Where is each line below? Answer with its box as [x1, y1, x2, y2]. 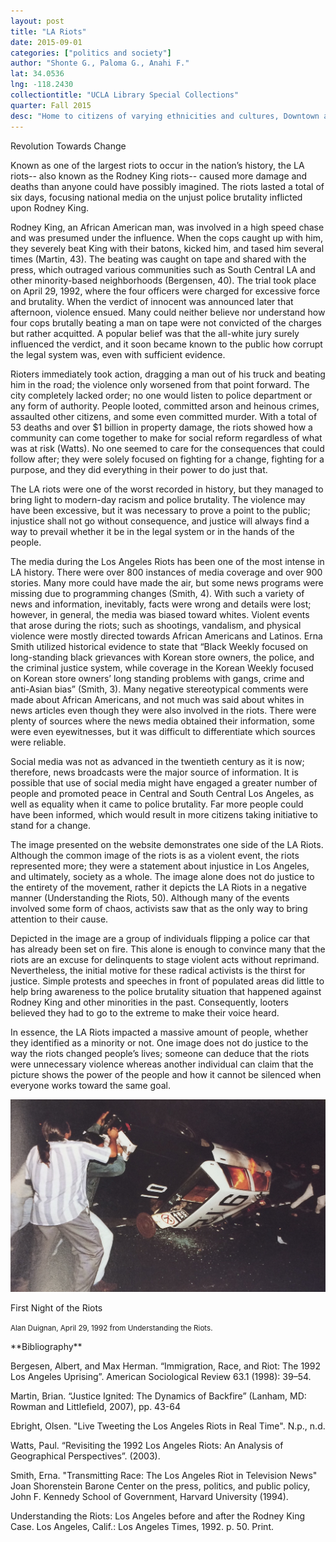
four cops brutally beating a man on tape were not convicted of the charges [10, 316, 322, 329]
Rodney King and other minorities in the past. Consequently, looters [10, 996, 289, 1008]
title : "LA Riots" [10, 26, 87, 37]
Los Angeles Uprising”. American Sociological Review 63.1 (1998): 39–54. [10, 1371, 312, 1383]
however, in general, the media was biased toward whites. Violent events [10, 608, 310, 620]
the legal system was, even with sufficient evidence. [10, 348, 226, 360]
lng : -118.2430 [10, 80, 74, 90]
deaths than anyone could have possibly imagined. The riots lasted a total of [10, 180, 325, 192]
